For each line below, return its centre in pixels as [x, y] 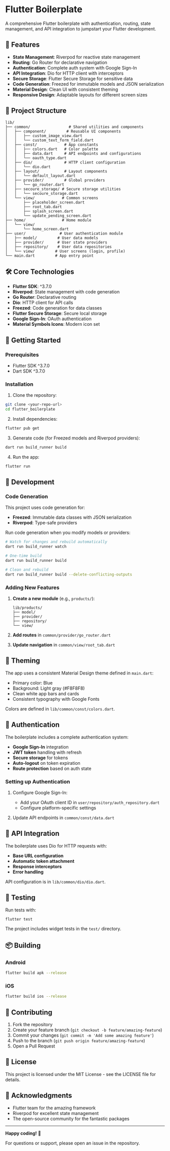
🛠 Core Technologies [40, 272]
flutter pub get [22, 428]
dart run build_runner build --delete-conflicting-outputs [69, 574]
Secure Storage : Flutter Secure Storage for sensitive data [73, 78]
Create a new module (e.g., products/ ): [54, 598]
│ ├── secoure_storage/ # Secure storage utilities [63, 189]
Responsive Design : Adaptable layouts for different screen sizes [80, 94]
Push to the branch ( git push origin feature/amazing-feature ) [79, 1040]
